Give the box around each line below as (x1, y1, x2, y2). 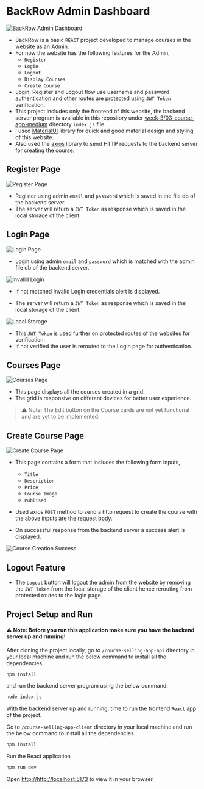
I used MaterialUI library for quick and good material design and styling (15, 127, 194, 134)
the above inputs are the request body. (15, 514, 113, 522)
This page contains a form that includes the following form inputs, (15, 459, 181, 466)
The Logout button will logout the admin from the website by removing (15, 578, 191, 586)
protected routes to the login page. (15, 592, 103, 599)
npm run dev (6, 765, 37, 771)
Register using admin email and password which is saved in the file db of (15, 192, 196, 200)
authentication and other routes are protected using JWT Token (15, 95, 171, 102)
